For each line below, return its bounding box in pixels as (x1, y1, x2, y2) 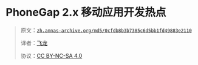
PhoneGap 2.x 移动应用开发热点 (5, 5, 166, 19)
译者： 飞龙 (20, 39, 48, 46)
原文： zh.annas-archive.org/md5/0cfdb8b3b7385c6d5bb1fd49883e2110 (20, 26, 192, 34)
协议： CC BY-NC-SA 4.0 (20, 52, 83, 59)
